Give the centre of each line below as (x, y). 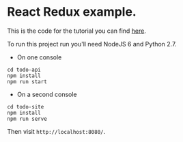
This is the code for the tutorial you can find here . (77, 31)
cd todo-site (26, 106)
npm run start (27, 82)
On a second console (47, 94)
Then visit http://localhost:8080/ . (56, 131)
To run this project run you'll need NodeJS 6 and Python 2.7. (92, 44)
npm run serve (27, 119)
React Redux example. (72, 12)
